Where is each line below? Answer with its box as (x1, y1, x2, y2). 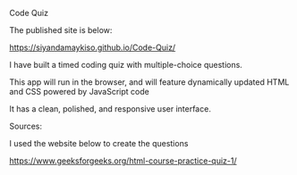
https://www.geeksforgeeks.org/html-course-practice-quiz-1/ (9, 155, 237, 166)
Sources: (9, 121, 43, 131)
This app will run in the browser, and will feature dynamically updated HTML (9, 77, 290, 87)
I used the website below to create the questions (9, 138, 189, 148)
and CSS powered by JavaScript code (9, 87, 149, 96)
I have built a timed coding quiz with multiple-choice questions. (9, 60, 243, 70)
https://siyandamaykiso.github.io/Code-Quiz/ (9, 42, 176, 53)
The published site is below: (9, 25, 113, 35)
